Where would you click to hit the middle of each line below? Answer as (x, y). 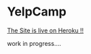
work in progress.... (34, 43)
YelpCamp (37, 12)
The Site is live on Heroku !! (45, 30)
